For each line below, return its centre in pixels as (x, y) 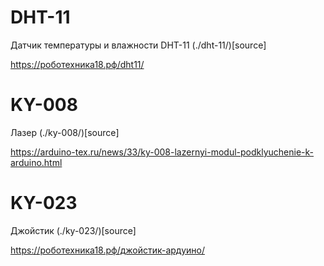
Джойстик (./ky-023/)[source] (73, 230)
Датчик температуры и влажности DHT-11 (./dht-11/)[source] (138, 45)
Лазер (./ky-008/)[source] (65, 132)
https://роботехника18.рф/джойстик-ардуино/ (107, 250)
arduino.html (36, 162)
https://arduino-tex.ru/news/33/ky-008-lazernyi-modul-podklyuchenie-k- (162, 152)
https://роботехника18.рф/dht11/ (77, 64)
